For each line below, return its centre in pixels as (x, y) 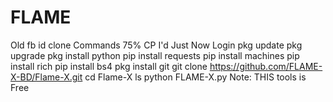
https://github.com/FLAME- (266, 66)
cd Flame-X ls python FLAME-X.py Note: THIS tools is (195, 77)
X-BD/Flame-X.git (46, 77)
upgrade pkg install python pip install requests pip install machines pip (155, 55)
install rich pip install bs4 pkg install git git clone (109, 66)
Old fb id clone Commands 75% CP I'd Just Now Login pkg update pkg (156, 45)
